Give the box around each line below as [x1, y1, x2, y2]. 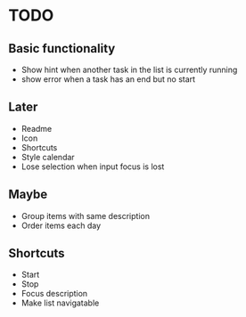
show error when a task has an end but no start [20, 74, 196, 85]
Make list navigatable [20, 297, 100, 308]
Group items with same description [20, 210, 151, 221]
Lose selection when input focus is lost [20, 161, 165, 172]
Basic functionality [8, 41, 116, 56]
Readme [20, 123, 53, 134]
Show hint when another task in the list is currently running [20, 64, 238, 75]
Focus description [20, 289, 88, 299]
